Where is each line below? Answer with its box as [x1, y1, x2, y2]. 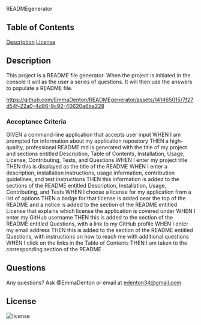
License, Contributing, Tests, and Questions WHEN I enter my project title [6, 156, 188, 164]
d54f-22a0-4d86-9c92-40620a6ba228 [6, 102, 105, 110]
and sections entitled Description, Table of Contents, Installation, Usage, [6, 150, 185, 157]
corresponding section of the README [6, 245, 102, 252]
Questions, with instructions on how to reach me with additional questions [6, 233, 189, 240]
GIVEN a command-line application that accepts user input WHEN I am [6, 131, 181, 138]
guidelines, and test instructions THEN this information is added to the [6, 175, 179, 182]
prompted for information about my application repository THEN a [6, 137, 169, 145]
